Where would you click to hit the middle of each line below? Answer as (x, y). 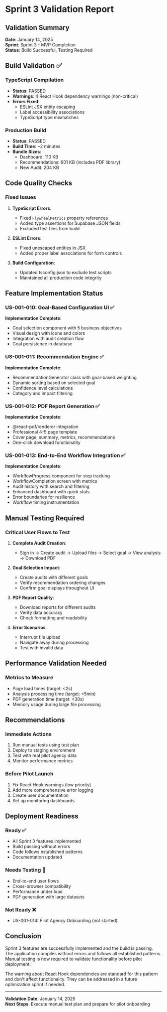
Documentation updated (37, 857)
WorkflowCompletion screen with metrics (55, 481)
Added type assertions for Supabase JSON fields (70, 223)
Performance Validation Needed (56, 663)
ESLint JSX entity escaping (47, 107)
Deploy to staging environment (44, 750)
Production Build (26, 130)
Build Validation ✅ (34, 66)
